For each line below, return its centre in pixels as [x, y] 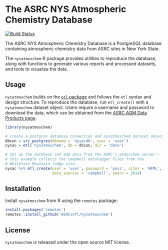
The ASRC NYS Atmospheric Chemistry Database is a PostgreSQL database [83, 43]
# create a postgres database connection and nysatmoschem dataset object [85, 136]
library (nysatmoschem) [29, 127]
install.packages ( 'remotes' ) [35, 210]
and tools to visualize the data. [37, 69]
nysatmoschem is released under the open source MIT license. [68, 242]
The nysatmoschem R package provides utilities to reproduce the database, [81, 58]
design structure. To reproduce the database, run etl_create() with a [77, 102]
